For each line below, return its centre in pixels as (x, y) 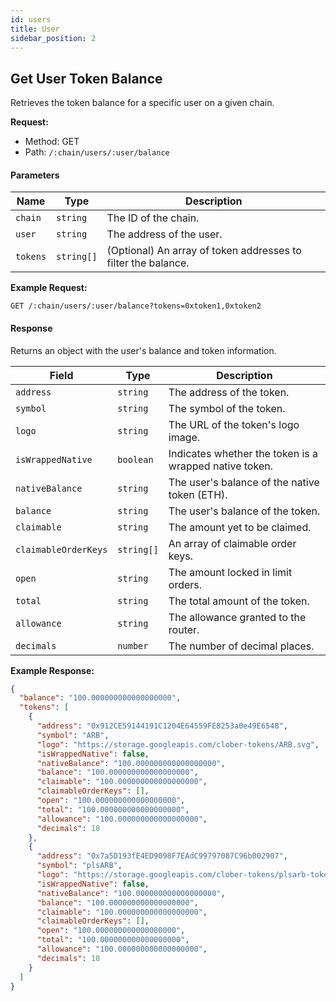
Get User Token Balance (86, 78)
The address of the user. (164, 234)
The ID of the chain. (153, 218)
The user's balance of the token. (244, 511)
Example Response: (52, 670)
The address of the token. (229, 392)
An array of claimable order (232, 543)
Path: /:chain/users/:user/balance (97, 152)
